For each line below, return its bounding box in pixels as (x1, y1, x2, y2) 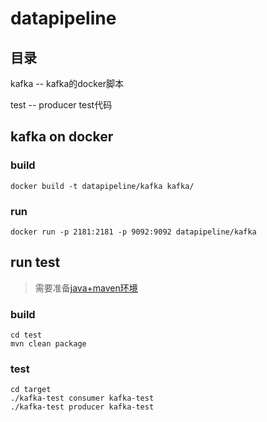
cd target (10, 385, 52, 395)
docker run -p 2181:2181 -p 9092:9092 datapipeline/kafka (10, 227, 257, 237)
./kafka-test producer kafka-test (10, 402, 155, 412)
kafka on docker (10, 128, 114, 146)
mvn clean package (10, 339, 87, 349)
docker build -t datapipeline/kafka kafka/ (10, 181, 195, 191)
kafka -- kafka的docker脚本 (10, 78, 125, 89)
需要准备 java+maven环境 (34, 282, 138, 294)
